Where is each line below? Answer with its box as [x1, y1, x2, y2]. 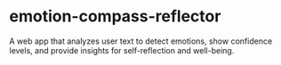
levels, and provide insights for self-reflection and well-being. [9, 45, 235, 55]
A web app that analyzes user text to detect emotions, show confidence [9, 36, 273, 46]
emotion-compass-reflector [9, 6, 221, 27]
